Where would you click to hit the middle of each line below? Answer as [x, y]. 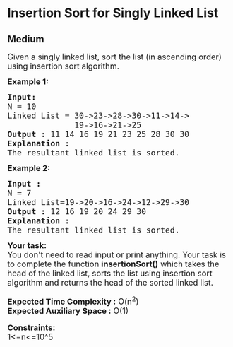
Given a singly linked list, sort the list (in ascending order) [115, 57]
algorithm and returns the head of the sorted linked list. [110, 283]
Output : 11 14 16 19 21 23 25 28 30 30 [98, 134]
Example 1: [28, 81]
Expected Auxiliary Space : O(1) [68, 311]
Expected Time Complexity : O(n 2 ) [73, 301]
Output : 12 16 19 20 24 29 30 [77, 211]
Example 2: [29, 168]
